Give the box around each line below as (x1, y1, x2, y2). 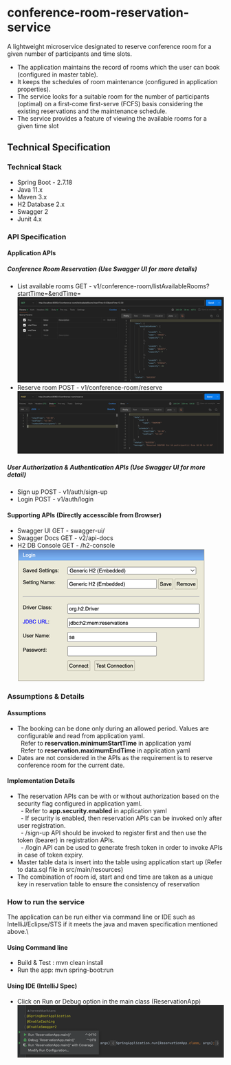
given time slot (16, 121, 59, 130)
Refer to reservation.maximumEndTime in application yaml (20, 746, 190, 755)
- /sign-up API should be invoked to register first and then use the (20, 828, 208, 837)
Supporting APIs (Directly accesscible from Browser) (7, 510, 162, 519)
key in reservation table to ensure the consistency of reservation (16, 879, 200, 888)
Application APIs (7, 249, 56, 257)
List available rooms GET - (16, 282, 92, 290)
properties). (16, 85, 51, 93)
